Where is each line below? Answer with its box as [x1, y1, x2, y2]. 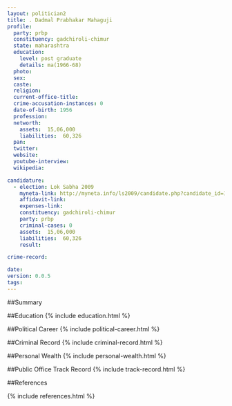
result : [19, 241, 41, 248]
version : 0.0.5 [7, 273, 51, 280]
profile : [7, 23, 32, 30]
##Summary [7, 298, 43, 306]
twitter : [13, 145, 39, 152]
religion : [13, 87, 41, 94]
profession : [13, 113, 48, 120]
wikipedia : [13, 164, 45, 172]
